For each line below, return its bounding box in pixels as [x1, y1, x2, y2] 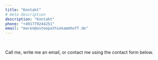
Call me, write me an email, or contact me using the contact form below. [5, 49, 153, 55]
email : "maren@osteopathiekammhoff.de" [5, 26, 88, 31]
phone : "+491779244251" [5, 21, 55, 26]
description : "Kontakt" [5, 16, 55, 21]
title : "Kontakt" [5, 7, 41, 12]
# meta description [5, 12, 46, 17]
